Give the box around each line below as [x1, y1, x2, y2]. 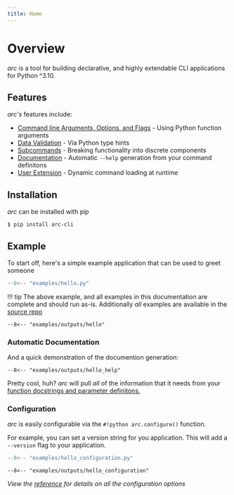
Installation [7, 189, 58, 201]
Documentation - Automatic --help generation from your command [17, 154, 212, 162]
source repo [7, 307, 43, 316]
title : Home [7, 10, 42, 18]
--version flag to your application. [7, 441, 107, 449]
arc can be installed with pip [7, 208, 89, 216]
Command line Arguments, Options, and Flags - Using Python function [17, 124, 222, 132]
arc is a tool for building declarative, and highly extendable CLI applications [7, 64, 226, 72]
